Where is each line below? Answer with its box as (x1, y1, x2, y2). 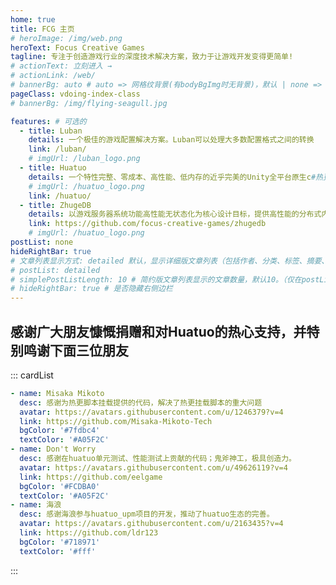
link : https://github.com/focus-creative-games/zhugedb (28, 219, 267, 229)
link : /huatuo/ (28, 191, 92, 201)
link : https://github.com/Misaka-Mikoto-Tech (19, 416, 213, 426)
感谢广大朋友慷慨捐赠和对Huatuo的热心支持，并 (10, 323, 307, 340)
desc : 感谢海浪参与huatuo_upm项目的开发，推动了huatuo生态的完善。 (19, 509, 275, 520)
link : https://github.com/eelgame (19, 472, 163, 482)
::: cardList (10, 369, 54, 381)
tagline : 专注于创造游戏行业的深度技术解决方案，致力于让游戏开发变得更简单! (10, 52, 294, 62)
